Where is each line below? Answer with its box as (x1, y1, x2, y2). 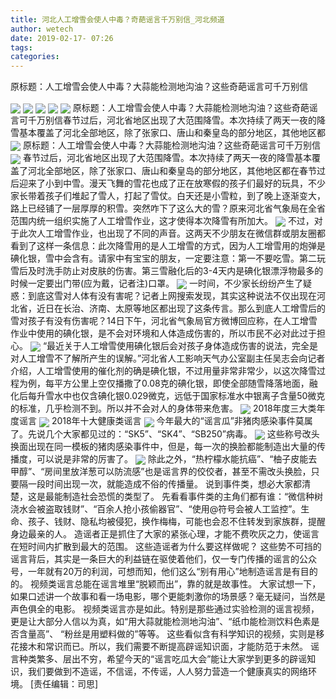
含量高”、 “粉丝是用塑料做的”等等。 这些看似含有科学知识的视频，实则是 (18, 627, 317, 640)
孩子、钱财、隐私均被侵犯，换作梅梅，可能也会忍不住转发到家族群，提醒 (27, 515, 326, 527)
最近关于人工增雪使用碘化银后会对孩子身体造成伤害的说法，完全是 (46, 339, 319, 351)
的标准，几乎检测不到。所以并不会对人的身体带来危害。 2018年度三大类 (10, 402, 317, 415)
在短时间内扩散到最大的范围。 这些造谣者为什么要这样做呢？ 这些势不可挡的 (10, 540, 322, 552)
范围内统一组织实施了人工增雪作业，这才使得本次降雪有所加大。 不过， (10, 214, 315, 226)
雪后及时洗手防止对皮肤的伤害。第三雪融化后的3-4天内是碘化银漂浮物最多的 (10, 264, 324, 276)
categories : (10, 52, 60, 62)
